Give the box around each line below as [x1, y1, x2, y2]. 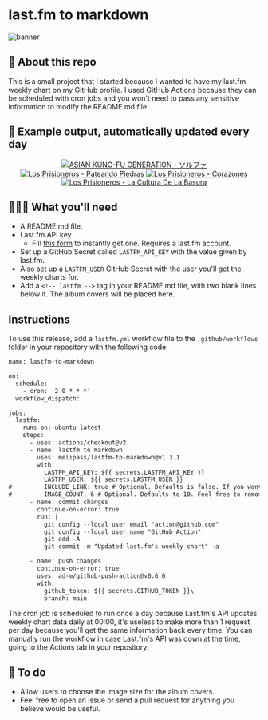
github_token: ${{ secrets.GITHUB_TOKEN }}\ [43, 587, 195, 595]
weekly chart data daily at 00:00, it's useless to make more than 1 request [8, 617, 250, 627]
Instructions [8, 312, 70, 326]
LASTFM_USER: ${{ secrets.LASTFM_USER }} [43, 475, 183, 484]
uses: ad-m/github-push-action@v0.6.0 [37, 571, 166, 580]
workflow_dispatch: [15, 394, 81, 403]
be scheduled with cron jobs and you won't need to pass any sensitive [8, 93, 240, 103]
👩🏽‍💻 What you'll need [8, 200, 118, 213]
